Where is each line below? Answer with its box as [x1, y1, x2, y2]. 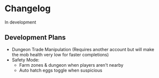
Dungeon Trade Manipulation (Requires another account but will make [11, 46, 155, 52]
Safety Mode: [11, 57, 40, 63]
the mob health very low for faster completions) [11, 52, 109, 57]
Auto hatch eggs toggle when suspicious [19, 67, 102, 73]
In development [4, 19, 37, 25]
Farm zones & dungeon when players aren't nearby [19, 62, 124, 68]
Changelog [4, 3, 51, 14]
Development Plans [4, 33, 66, 42]
